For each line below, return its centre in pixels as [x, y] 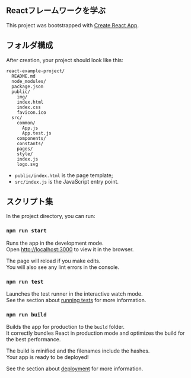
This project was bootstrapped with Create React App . [73, 25]
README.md [23, 76]
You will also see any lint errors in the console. [63, 267]
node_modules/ [29, 81]
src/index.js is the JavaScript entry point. [67, 181]
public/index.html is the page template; [64, 175]
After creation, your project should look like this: [65, 60]
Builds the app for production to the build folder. [66, 327]
